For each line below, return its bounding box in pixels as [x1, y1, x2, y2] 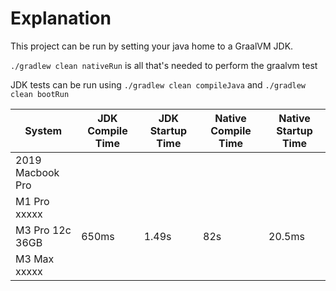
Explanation [10, 7, 112, 30]
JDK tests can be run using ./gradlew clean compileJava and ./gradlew [10, 78, 307, 91]
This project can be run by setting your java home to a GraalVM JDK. [10, 40, 294, 52]
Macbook [15, 165, 60, 179]
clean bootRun [10, 89, 70, 99]
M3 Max [15, 252, 55, 266]
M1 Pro [15, 194, 50, 208]
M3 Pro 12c [15, 223, 72, 237]
